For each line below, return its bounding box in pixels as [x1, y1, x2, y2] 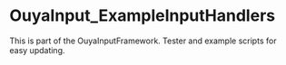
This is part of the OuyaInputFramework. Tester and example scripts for [9, 35, 277, 46]
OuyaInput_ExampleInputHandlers [9, 5, 275, 26]
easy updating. [9, 44, 65, 55]
